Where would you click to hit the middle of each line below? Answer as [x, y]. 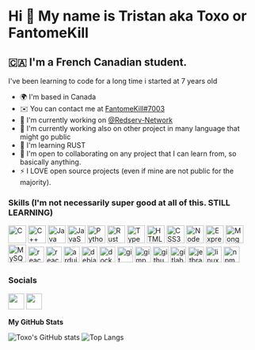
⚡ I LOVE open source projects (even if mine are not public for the [127, 171]
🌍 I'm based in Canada [58, 97]
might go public [45, 137]
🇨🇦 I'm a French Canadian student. [98, 62]
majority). [35, 182]
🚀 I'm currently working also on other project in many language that [129, 128]
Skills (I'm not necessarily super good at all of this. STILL [120, 202]
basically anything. [50, 162]
